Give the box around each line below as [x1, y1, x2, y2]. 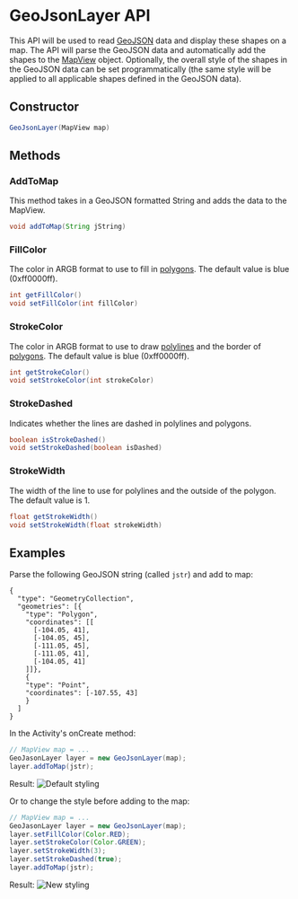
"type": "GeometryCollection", [17, 595, 135, 604]
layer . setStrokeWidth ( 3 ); [9, 846, 106, 856]
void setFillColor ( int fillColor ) [9, 299, 139, 308]
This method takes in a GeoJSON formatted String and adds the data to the [9, 195, 287, 207]
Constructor [9, 100, 79, 115]
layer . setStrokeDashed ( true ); [9, 855, 123, 864]
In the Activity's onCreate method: [9, 728, 136, 739]
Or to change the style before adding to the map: [9, 796, 190, 806]
